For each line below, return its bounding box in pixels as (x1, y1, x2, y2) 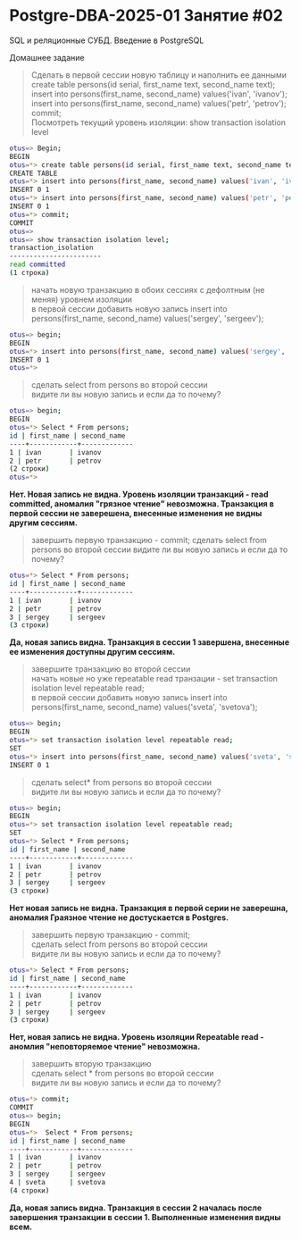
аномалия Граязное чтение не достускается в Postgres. (9, 912, 229, 923)
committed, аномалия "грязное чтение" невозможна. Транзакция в (9, 498, 275, 509)
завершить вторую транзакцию (30, 1059, 152, 1069)
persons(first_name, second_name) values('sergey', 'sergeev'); (30, 313, 264, 323)
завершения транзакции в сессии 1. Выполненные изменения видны (9, 1211, 281, 1222)
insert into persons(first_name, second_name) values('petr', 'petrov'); (30, 97, 287, 108)
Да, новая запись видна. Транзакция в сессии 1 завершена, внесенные (9, 637, 290, 648)
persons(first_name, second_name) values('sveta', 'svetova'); (30, 702, 258, 713)
